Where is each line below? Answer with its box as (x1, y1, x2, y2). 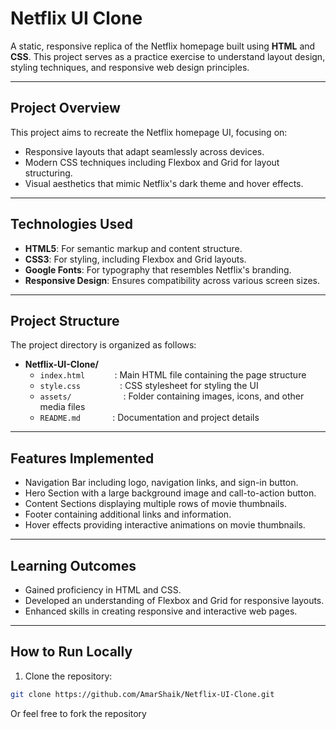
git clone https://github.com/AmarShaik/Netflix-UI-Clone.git (10, 689, 275, 699)
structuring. (24, 167, 73, 179)
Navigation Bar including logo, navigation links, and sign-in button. (24, 477, 299, 489)
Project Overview (10, 100, 121, 117)
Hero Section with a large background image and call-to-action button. (24, 487, 317, 499)
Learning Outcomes (10, 557, 137, 574)
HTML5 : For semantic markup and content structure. (24, 242, 243, 254)
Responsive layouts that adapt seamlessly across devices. (24, 145, 265, 157)
